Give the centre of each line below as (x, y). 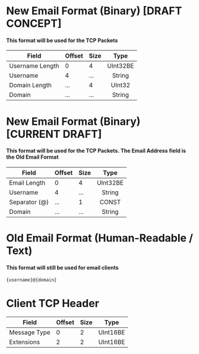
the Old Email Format (32, 157)
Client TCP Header (53, 304)
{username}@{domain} (32, 280)
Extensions (25, 342)
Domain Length (31, 86)
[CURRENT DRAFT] (54, 134)
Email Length (27, 182)
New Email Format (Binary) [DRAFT (94, 11)
